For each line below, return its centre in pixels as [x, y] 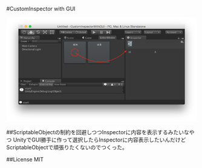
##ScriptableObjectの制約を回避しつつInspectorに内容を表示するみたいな [98, 132]
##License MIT [25, 159]
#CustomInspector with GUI [41, 9]
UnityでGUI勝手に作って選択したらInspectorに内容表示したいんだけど [99, 140]
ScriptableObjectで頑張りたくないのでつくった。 [67, 147]
